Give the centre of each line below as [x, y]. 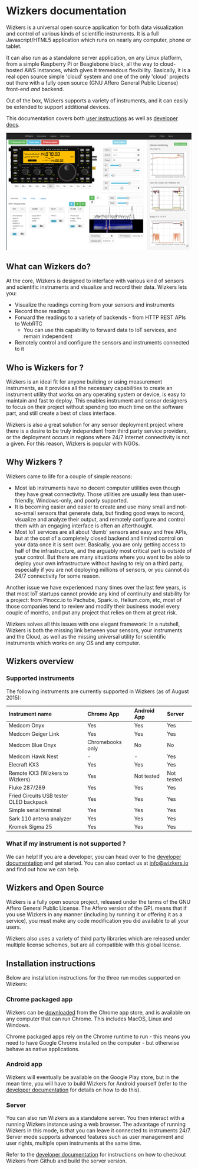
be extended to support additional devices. [58, 107]
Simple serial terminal [35, 810]
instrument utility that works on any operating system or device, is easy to [96, 394]
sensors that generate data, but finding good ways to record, [111, 513]
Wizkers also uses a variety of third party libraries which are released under [98, 939]
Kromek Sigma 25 [30, 826]
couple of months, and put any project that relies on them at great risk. [92, 612]
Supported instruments [40, 678]
